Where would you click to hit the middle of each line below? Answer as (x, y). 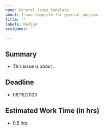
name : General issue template (37, 10)
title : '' (16, 19)
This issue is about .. (34, 66)
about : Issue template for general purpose (52, 15)
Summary (21, 54)
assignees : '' (20, 29)
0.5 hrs (20, 123)
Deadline (20, 82)
